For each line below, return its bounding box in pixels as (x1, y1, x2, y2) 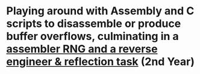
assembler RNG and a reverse (6, 42, 158, 56)
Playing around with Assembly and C (6, 4, 195, 18)
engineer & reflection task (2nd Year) (6, 55, 195, 69)
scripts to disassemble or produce (6, 17, 181, 30)
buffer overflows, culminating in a (6, 30, 179, 43)
